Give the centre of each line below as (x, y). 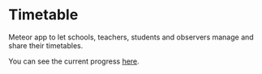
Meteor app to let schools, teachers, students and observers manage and (131, 37)
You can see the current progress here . (74, 61)
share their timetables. (46, 45)
